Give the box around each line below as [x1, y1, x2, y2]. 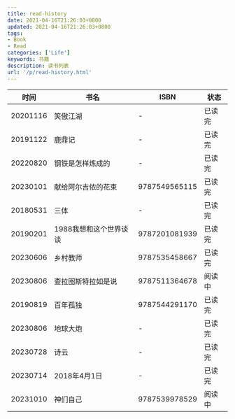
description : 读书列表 [7, 62, 69, 69]
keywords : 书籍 [7, 56, 50, 63]
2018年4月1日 [54, 371, 103, 381]
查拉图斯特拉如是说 [54, 276, 117, 286]
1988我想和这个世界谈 [54, 224, 129, 234]
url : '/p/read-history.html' [7, 69, 92, 76]
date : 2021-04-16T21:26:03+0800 [7, 17, 101, 24]
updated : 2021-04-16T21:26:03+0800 [7, 23, 111, 30]
